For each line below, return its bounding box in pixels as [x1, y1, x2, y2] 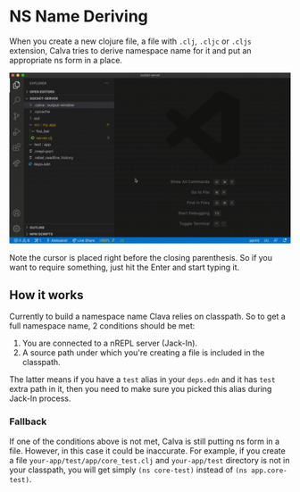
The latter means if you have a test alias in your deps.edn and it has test [9, 374, 276, 385]
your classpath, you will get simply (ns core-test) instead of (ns [9, 464, 248, 475]
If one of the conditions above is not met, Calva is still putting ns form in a [9, 436, 279, 446]
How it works [9, 288, 84, 303]
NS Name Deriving [9, 6, 149, 27]
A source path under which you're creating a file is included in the [21, 347, 265, 358]
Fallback [9, 415, 47, 428]
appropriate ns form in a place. [9, 54, 123, 65]
